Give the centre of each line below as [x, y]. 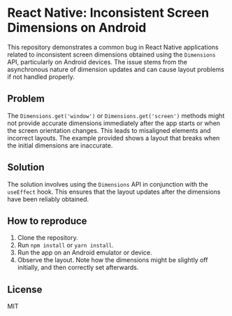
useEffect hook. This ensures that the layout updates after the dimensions [114, 192]
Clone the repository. [48, 238]
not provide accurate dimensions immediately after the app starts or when [114, 123]
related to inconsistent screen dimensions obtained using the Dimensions [111, 55]
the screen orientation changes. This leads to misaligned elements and [109, 130]
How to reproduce [47, 221]
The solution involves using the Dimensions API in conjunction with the [108, 184]
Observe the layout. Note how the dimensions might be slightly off [113, 260]
